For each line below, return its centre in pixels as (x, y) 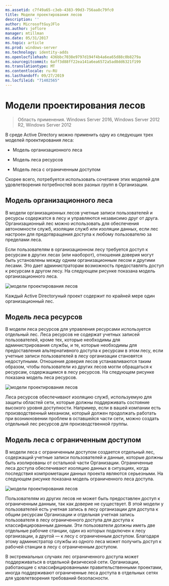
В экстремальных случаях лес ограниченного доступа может (72, 557)
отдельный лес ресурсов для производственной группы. (67, 424)
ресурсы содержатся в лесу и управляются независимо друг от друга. (82, 218)
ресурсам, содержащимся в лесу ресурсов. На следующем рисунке (80, 372)
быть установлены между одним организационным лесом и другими (80, 260)
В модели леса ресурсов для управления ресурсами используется (78, 329)
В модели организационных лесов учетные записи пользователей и (79, 212)
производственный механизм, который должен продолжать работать (81, 413)
